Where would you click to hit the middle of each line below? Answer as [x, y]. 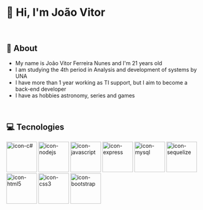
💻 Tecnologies [35, 127]
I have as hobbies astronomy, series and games [75, 95]
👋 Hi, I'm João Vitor [56, 12]
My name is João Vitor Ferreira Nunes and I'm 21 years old [89, 63]
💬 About [22, 48]
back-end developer [41, 89]
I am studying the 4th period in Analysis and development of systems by [106, 69]
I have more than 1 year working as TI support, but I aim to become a [101, 82]
